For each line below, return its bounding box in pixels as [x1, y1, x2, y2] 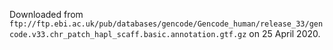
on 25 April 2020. [248, 28, 321, 39]
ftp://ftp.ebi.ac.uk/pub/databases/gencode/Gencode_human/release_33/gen [9, 19, 324, 29]
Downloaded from [9, 9, 84, 20]
